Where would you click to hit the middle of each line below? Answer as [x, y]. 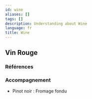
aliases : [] [17, 14]
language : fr [19, 28]
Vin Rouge [22, 53]
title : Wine [17, 33]
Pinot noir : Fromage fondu [39, 91]
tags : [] [14, 19]
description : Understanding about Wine [46, 24]
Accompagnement [28, 80]
